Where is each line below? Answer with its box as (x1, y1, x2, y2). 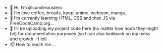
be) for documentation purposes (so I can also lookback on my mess (9, 31, 151, 36)
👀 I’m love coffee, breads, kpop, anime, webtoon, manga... (9, 10, 129, 16)
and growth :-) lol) (9, 36, 47, 42)
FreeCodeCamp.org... (9, 20, 54, 26)
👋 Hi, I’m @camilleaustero (9, 5, 62, 10)
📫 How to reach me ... (9, 42, 56, 47)
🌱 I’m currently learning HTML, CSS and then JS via (9, 15, 115, 21)
